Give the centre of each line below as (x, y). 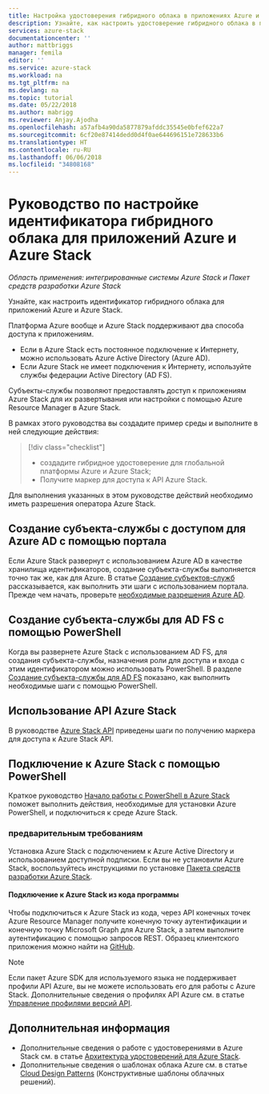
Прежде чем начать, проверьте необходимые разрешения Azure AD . (127, 594)
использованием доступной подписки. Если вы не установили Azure (126, 859)
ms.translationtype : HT (48, 142)
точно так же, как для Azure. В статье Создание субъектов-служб (122, 577)
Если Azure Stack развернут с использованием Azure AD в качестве (125, 561)
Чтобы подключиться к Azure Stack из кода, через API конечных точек (129, 912)
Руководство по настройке (104, 204)
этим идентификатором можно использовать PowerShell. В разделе (125, 669)
